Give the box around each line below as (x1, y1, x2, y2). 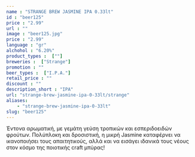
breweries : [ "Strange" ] (6, 59, 71, 64)
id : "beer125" (6, 14, 44, 20)
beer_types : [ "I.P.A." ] (6, 70, 71, 76)
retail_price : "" (6, 75, 52, 81)
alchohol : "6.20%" (6, 48, 55, 54)
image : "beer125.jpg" (6, 31, 63, 37)
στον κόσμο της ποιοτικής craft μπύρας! (6, 144, 105, 151)
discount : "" (6, 81, 42, 87)
